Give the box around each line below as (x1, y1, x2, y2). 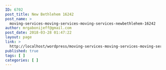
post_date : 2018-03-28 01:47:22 (5, 30, 72, 35)
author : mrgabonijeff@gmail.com (5, 26, 72, 31)
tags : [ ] (5, 53, 26, 58)
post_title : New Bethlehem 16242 (5, 12, 74, 17)
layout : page (5, 35, 32, 40)
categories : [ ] (5, 58, 39, 63)
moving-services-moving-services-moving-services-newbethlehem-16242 (9, 21, 156, 26)
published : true (5, 48, 39, 53)
